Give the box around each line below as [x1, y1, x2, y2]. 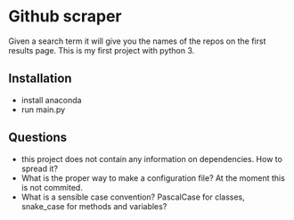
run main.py [20, 104, 66, 115]
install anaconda [20, 94, 82, 105]
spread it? [20, 163, 59, 174]
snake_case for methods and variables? [20, 200, 167, 211]
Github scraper [8, 6, 122, 27]
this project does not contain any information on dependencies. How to [20, 153, 282, 164]
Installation [8, 71, 72, 86]
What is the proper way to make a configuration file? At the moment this [20, 172, 286, 183]
